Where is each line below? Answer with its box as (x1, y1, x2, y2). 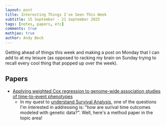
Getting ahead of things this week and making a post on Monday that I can (5, 49, 159, 55)
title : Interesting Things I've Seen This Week (5, 12, 107, 17)
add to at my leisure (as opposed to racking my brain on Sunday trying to (5, 54, 157, 60)
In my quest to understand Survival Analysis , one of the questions (20, 99, 157, 105)
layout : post (5, 7, 33, 13)
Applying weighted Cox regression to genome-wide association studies (12, 88, 161, 94)
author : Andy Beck (5, 36, 44, 41)
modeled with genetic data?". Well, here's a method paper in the (20, 109, 153, 115)
